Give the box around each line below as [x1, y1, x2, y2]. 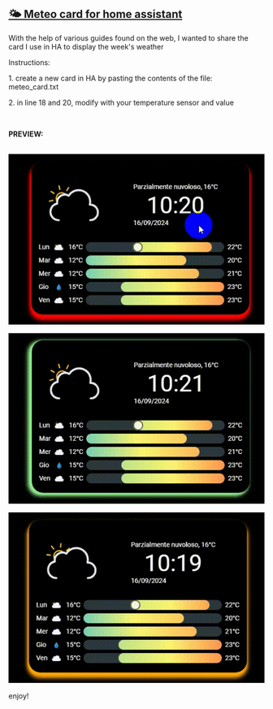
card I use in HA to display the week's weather [8, 41, 164, 51]
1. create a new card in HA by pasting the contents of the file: [8, 73, 213, 83]
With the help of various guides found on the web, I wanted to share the [8, 32, 249, 43]
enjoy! [8, 690, 29, 701]
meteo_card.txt [8, 81, 59, 92]
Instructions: [8, 57, 50, 67]
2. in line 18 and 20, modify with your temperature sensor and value [8, 97, 234, 107]
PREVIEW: [8, 129, 44, 139]
